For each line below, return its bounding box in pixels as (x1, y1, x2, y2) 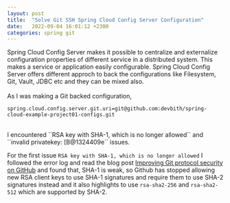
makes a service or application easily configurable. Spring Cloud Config (7, 63, 211, 71)
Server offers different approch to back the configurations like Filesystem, (7, 70, 216, 78)
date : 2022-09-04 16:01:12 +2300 (7, 23, 109, 30)
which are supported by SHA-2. (18, 188, 108, 196)
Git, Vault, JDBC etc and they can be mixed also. (7, 77, 144, 86)
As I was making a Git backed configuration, (7, 92, 132, 100)
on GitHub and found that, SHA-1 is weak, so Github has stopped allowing (7, 166, 215, 174)
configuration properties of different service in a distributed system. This (7, 56, 213, 64)
